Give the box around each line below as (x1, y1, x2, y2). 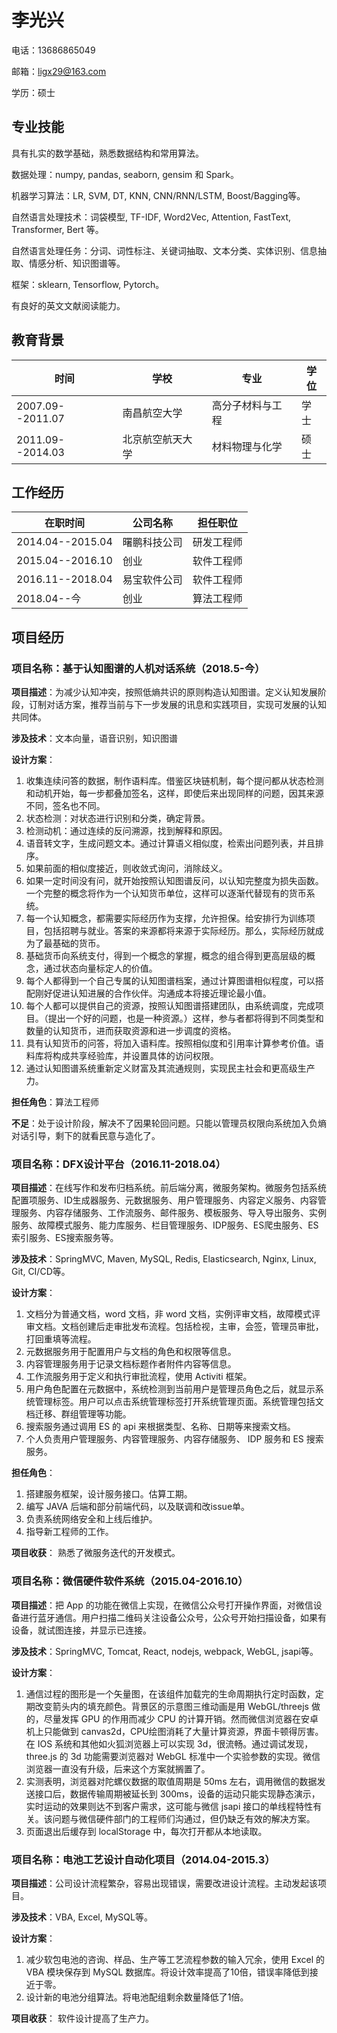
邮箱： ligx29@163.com (11, 65, 107, 77)
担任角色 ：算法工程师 (11, 1096, 99, 1108)
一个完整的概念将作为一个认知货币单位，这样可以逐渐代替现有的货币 (25, 887, 307, 900)
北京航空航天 (122, 432, 183, 446)
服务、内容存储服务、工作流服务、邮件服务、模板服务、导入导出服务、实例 (19, 1207, 327, 1219)
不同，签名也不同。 (25, 800, 106, 812)
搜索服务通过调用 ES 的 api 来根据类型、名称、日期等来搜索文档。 (25, 1421, 296, 1433)
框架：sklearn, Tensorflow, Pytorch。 (11, 278, 165, 290)
